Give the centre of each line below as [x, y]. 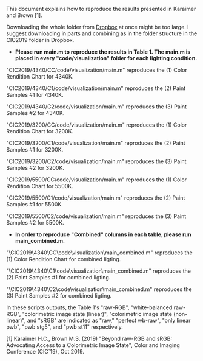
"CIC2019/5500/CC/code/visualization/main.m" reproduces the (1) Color [96, 180]
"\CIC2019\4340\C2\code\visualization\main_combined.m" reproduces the [99, 289]
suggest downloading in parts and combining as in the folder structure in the [102, 33]
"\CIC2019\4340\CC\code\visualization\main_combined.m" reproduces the [99, 253]
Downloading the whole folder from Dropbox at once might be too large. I [98, 27]
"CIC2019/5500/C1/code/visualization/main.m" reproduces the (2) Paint [96, 198]
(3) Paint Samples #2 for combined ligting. [59, 296]
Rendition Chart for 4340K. [40, 76]
